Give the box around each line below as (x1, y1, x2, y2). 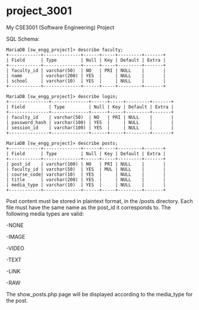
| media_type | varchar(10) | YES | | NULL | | (6, 182, 166, 188)
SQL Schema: (6, 35, 40, 42)
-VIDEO (6, 245, 25, 252)
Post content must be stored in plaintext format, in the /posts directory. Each (6, 197, 193, 204)
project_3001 (6, 4, 72, 18)
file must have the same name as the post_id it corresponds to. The (6, 204, 171, 211)
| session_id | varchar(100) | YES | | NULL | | (6, 125, 174, 131)
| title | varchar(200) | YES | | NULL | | (6, 176, 166, 182)
